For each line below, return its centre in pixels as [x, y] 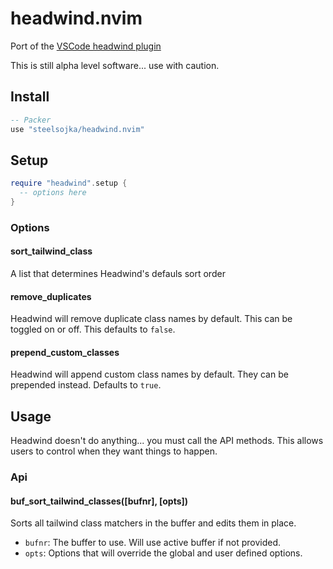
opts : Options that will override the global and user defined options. [163, 553]
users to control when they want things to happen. [114, 451]
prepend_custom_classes [65, 352]
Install [30, 97]
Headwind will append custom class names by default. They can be [149, 374]
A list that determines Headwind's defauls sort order [118, 274]
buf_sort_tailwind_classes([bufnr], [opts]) [99, 501]
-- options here [53, 193]
